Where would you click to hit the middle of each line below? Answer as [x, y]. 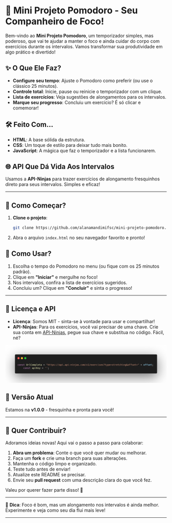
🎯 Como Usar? [28, 254]
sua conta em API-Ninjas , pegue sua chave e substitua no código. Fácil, [89, 332]
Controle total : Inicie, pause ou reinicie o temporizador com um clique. [87, 91]
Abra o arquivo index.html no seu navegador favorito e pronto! [79, 238]
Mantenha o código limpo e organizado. [55, 464]
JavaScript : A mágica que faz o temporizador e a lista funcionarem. [84, 151]
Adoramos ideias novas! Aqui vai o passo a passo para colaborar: [74, 443]
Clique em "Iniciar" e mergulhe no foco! [55, 277]
